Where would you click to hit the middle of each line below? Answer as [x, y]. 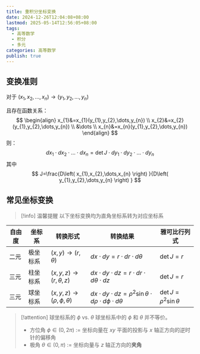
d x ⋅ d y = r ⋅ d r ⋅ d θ [116, 256]
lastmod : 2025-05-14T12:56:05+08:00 [51, 23]
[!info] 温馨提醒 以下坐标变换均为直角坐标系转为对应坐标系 [92, 215]
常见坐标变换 [30, 200]
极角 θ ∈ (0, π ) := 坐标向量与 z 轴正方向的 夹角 [86, 344]
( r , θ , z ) [60, 280]
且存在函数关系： [27, 111]
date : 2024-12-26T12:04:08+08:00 [48, 17]
